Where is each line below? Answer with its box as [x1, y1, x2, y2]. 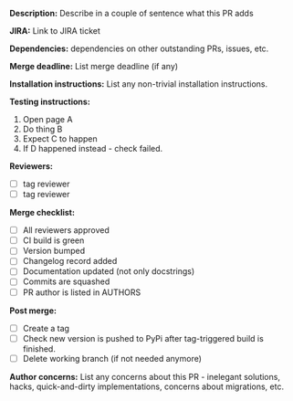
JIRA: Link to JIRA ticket [9, 26, 100, 36]
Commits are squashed [22, 276, 110, 287]
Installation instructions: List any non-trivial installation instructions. [9, 79, 268, 90]
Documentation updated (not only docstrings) [22, 266, 195, 277]
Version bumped [22, 246, 85, 257]
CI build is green [22, 235, 85, 246]
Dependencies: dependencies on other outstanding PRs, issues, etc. [9, 43, 269, 54]
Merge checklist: [9, 207, 76, 218]
